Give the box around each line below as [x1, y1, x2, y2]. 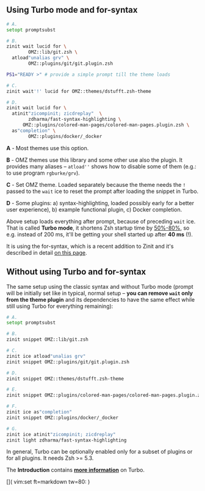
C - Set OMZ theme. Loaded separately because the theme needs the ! [6, 181, 186, 188]
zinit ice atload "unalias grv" [6, 353, 86, 359]
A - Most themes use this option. [6, 144, 89, 151]
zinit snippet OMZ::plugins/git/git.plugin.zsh [6, 358, 130, 365]
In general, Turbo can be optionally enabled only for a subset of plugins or [6, 448, 193, 456]
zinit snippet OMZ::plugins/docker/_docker [6, 415, 119, 421]
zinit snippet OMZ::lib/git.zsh [6, 336, 88, 343]
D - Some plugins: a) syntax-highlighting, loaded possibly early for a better [6, 199, 194, 206]
